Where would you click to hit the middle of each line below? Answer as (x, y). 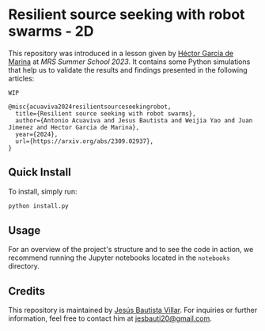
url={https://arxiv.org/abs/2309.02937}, (85, 141)
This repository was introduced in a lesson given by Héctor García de (121, 53)
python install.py (38, 206)
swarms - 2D (51, 31)
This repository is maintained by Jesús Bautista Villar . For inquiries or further (133, 310)
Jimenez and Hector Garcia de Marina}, (74, 127)
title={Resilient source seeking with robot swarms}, (106, 113)
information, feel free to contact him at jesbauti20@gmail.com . (110, 318)
